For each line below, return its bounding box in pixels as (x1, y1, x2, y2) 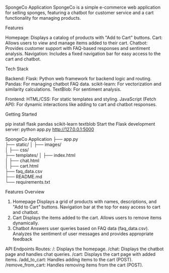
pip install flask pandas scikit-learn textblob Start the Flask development (5, 121, 155, 127)
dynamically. (12, 220, 39, 226)
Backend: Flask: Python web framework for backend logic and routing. (5, 76, 152, 81)
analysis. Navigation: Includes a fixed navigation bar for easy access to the (5, 50, 161, 57)
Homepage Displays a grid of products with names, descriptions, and (12, 199, 157, 204)
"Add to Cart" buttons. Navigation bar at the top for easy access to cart (12, 204, 160, 210)
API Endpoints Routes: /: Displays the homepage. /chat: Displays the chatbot (5, 246, 164, 252)
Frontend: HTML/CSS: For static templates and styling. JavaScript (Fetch (5, 96, 156, 102)
